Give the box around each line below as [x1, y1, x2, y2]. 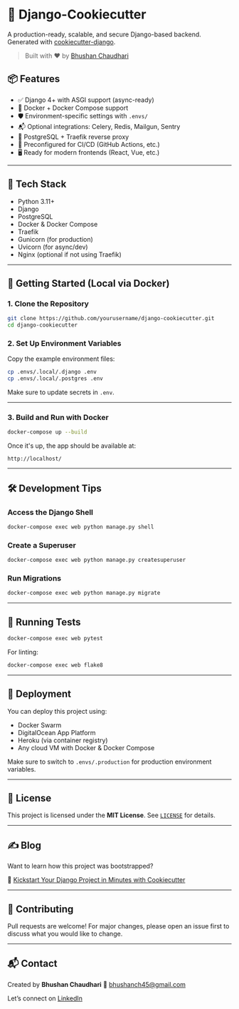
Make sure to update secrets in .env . [7, 388, 115, 396]
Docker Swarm [17, 720, 62, 729]
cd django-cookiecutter [7, 322, 78, 329]
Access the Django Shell [7, 507, 94, 517]
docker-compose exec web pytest [7, 635, 103, 642]
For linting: [7, 647, 39, 656]
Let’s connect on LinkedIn [7, 994, 83, 1003]
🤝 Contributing [7, 903, 74, 915]
